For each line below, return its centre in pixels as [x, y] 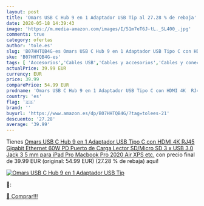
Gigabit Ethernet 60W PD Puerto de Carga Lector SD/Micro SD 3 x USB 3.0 [100, 148]
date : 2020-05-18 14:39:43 [40, 23]
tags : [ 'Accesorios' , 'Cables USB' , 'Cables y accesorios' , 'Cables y [95, 62]
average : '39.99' [28, 125]
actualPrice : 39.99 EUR [36, 68]
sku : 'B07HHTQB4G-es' [34, 57]
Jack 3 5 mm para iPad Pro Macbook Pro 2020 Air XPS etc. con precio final [101, 154]
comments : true [25, 35]
